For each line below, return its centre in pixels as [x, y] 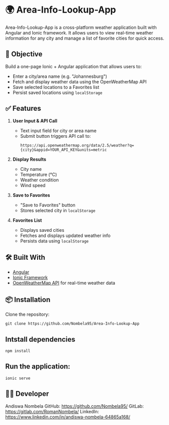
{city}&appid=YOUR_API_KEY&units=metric [63, 150]
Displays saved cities [42, 230]
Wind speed [33, 185]
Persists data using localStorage [54, 241]
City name [31, 169]
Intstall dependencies [40, 339]
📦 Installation [28, 300]
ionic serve [18, 378]
